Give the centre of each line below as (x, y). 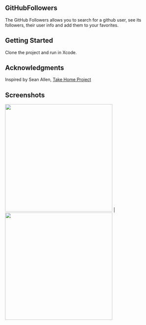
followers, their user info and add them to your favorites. (62, 25)
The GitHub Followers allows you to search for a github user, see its (73, 20)
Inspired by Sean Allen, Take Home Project (48, 80)
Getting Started (29, 41)
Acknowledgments (35, 68)
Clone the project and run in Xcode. (41, 52)
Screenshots (25, 95)
